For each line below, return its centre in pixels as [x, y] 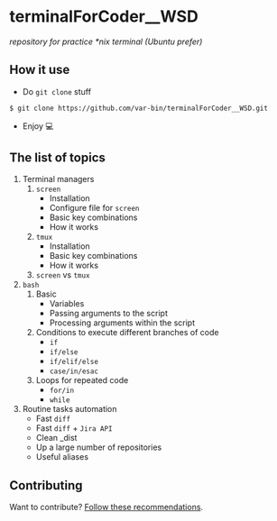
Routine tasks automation [69, 409]
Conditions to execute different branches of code [127, 333]
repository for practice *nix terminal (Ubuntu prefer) [106, 41]
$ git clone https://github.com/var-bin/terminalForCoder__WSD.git [139, 108]
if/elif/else [74, 362]
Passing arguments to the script [109, 314]
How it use [40, 70]
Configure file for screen [94, 208]
